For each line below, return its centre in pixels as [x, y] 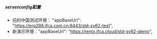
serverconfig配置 [23, 7]
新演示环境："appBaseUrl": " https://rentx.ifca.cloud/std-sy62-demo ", [82, 31]
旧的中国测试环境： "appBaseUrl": [47, 20]
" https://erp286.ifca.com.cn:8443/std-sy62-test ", [62, 25]
